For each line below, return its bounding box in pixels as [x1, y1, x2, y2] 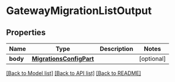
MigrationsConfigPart [31, 54, 94, 63]
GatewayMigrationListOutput [6, 4, 152, 18]
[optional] [138, 54, 166, 63]
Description [100, 45, 134, 53]
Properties [6, 28, 46, 37]
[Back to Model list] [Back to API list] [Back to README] [6, 70, 141, 77]
